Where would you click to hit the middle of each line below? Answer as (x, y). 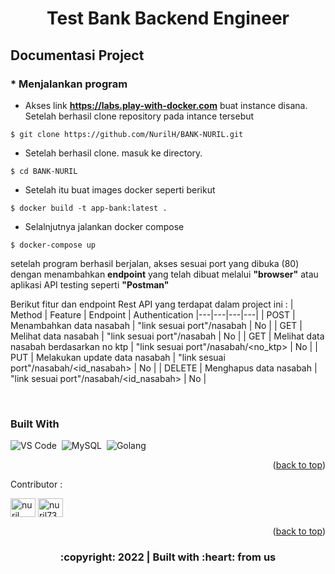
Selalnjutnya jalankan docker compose (104, 226)
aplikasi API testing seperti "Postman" (90, 284)
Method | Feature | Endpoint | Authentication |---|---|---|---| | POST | (153, 314)
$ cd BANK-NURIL (44, 171)
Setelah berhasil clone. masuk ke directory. (113, 153)
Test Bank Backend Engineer (168, 18)
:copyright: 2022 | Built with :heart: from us (168, 557)
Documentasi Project (77, 55)
